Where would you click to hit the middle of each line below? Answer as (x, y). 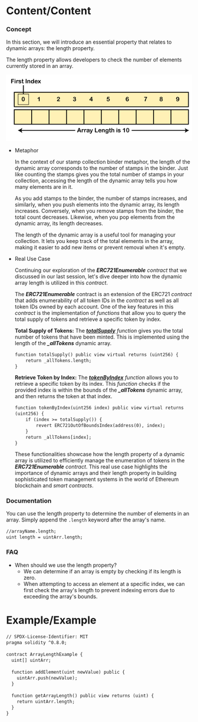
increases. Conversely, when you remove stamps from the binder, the (99, 211)
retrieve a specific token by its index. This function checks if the (92, 384)
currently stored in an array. (40, 66)
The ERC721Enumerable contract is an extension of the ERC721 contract (103, 294)
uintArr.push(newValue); (47, 678)
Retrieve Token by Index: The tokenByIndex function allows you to (96, 378)
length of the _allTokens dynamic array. (63, 343)
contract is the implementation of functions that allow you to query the (100, 313)
